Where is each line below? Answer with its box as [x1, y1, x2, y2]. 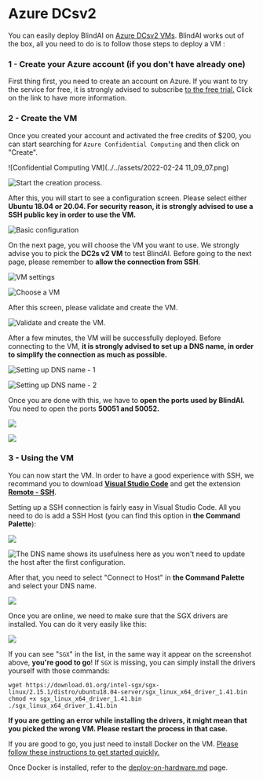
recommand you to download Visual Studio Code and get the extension [8, 478, 241, 488]
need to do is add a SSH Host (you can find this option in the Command [8, 511, 241, 520]
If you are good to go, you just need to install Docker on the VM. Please [8, 739, 239, 749]
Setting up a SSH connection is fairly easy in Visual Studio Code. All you [8, 502, 241, 511]
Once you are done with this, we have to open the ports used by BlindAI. [8, 395, 246, 405]
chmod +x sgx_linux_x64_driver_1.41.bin [8, 694, 143, 703]
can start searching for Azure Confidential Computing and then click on [8, 139, 239, 148]
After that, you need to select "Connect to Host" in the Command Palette [8, 573, 245, 582]
